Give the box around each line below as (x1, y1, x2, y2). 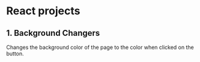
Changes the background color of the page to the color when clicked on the (6, 44, 194, 51)
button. (6, 50, 24, 57)
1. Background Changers (6, 28, 100, 38)
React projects (6, 4, 80, 18)
